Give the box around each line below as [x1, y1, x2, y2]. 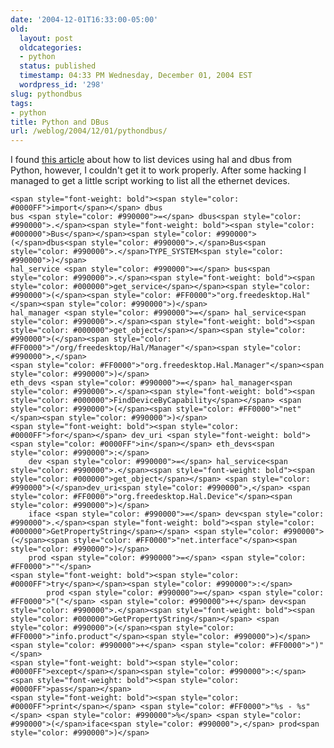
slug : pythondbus [10, 89, 83, 99]
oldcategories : [19, 42, 83, 53]
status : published [19, 61, 97, 71]
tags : [10, 98, 33, 108]
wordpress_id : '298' [19, 80, 105, 90]
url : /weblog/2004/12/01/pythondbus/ [10, 126, 168, 136]
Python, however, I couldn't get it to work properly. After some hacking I [10, 164, 307, 176]
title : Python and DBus [10, 117, 110, 127]
